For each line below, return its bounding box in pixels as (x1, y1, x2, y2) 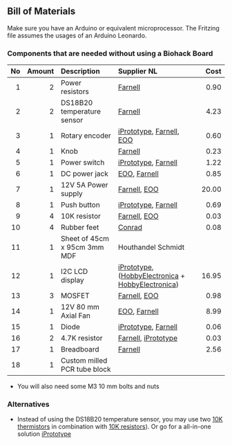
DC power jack (61, 169, 109, 179)
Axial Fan (61, 311, 91, 320)
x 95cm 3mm (61, 242, 104, 252)
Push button (61, 200, 100, 210)
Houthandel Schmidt (118, 242, 185, 252)
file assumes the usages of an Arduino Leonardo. (7, 31, 147, 39)
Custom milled (61, 356, 108, 365)
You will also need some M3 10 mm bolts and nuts (17, 382, 160, 390)
